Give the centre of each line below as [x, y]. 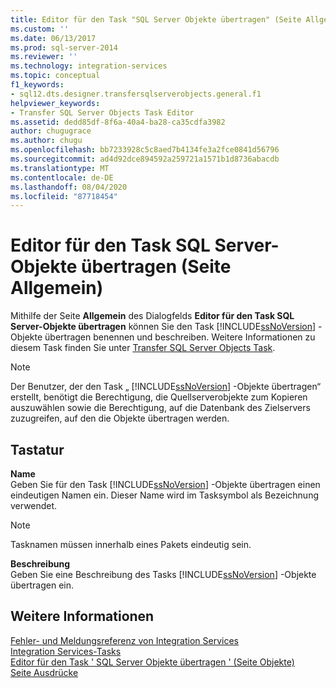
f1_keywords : [37, 85]
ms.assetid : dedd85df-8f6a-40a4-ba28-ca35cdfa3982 [118, 122]
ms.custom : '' [40, 29]
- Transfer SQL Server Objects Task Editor [102, 112]
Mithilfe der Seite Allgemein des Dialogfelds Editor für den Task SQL [152, 316]
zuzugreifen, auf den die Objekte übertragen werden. [120, 418]
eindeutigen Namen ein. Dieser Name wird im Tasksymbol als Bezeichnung [165, 495]
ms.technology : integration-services [89, 66]
